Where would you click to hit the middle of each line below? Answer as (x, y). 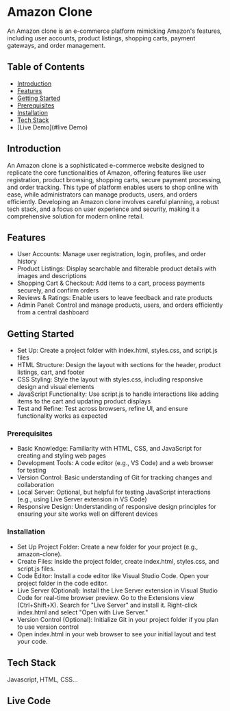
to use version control (48, 627)
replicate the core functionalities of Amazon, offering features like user (107, 173)
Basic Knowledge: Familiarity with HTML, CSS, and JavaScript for (109, 449)
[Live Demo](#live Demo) (52, 127)
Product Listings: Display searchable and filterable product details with (117, 269)
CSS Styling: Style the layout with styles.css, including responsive (110, 379)
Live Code (29, 700)
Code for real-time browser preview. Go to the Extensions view (105, 597)
